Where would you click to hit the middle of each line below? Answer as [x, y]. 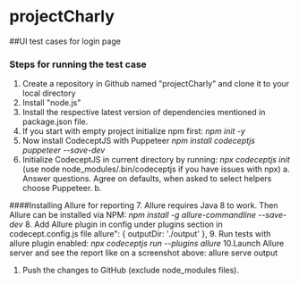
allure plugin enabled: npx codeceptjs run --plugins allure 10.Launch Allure [147, 244]
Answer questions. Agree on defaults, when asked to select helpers [147, 179]
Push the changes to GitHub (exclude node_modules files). [131, 271]
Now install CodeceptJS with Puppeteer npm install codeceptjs [138, 141]
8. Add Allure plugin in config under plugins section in [124, 224]
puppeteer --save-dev [64, 150]
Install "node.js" [51, 103]
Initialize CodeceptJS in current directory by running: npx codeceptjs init [156, 160]
